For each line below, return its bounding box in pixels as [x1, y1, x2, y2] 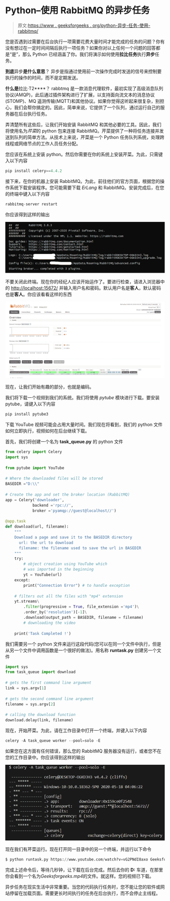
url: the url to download [18, 540, 73, 545]
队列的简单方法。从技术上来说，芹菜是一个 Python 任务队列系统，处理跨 [14, 134, 164, 140]
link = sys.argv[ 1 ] [5, 686, 47, 691]
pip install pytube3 [5, 411, 49, 417]
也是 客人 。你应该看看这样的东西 [5, 291, 72, 297]
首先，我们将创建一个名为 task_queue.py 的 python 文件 [5, 438, 123, 444]
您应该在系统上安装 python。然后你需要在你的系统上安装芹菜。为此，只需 [5, 151, 158, 157]
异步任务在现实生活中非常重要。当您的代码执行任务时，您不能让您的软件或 [5, 884, 160, 890]
